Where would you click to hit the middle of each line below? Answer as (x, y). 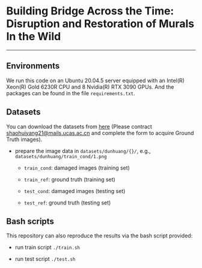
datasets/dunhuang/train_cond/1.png (61, 156)
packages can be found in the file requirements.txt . (71, 93)
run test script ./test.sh (45, 259)
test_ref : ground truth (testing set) (67, 203)
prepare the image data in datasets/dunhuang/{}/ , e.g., (83, 150)
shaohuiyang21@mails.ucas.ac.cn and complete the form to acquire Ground (100, 133)
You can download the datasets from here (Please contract (79, 127)
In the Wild (34, 37)
